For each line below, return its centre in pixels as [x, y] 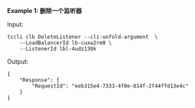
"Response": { [39, 80]
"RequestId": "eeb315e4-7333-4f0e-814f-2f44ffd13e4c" [110, 86]
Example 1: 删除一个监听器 [45, 11]
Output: [18, 62]
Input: [15, 24]
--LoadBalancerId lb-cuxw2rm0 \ [66, 43]
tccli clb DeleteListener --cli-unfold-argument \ [82, 37]
